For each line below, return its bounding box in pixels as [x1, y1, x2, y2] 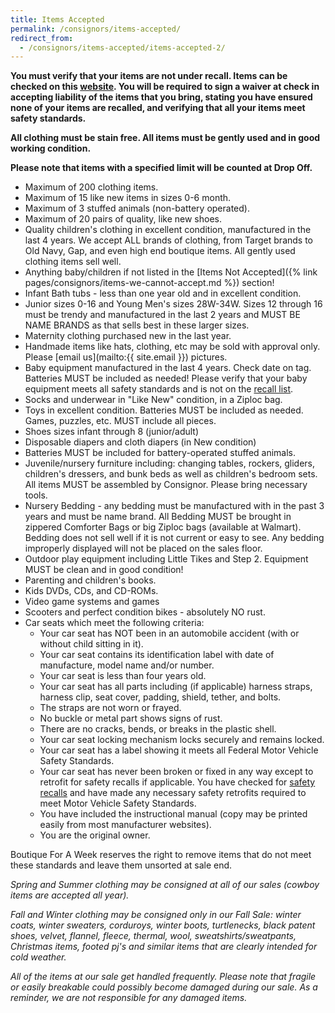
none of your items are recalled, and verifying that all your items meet [10, 102, 306, 114]
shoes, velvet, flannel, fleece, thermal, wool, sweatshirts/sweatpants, [10, 930, 297, 942]
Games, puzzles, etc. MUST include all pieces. [24, 415, 217, 427]
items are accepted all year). [10, 889, 130, 901]
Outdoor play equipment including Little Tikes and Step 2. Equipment [24, 553, 309, 565]
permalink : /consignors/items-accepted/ [10, 24, 182, 34]
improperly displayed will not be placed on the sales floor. [24, 542, 263, 555]
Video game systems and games [24, 596, 160, 608]
